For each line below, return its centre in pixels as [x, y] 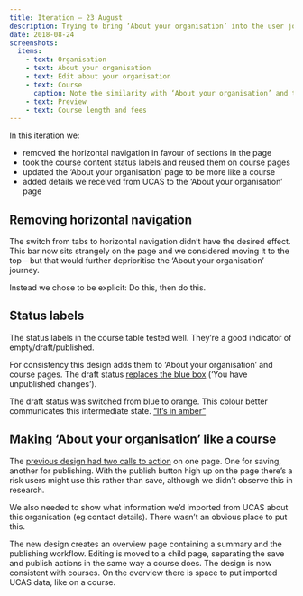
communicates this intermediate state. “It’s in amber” [108, 410]
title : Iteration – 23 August [66, 18]
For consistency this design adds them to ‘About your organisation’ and [141, 364]
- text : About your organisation [88, 69]
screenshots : [34, 43]
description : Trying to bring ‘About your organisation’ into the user [147, 26]
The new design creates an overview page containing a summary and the [146, 544]
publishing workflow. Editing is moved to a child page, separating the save [147, 553]
